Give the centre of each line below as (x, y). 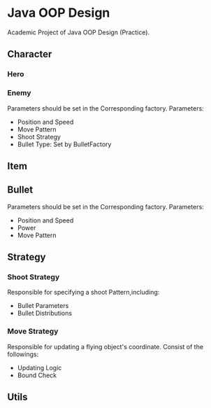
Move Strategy (33, 332)
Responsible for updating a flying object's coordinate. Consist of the (105, 346)
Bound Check (37, 375)
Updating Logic (39, 367)
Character (30, 54)
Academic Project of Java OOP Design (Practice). (79, 32)
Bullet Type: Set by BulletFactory (64, 144)
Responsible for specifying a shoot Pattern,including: (83, 293)
